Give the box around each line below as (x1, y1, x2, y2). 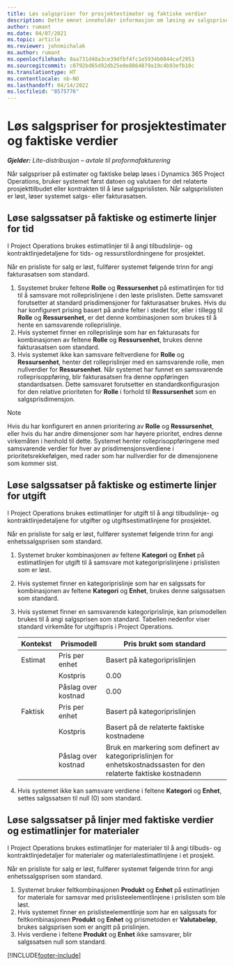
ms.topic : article (7, 36, 61, 43)
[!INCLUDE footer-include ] (7, 951, 81, 959)
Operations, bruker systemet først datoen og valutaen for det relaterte (7, 177, 208, 186)
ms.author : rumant (7, 50, 61, 57)
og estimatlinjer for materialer (7, 825, 139, 837)
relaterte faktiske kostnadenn (105, 768, 202, 778)
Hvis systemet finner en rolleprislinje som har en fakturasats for (17, 328, 200, 336)
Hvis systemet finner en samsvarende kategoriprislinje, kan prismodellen (17, 607, 227, 615)
